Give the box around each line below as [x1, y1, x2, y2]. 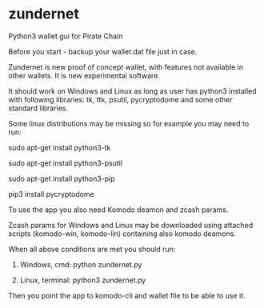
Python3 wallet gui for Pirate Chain [8, 31, 123, 41]
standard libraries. [8, 103, 69, 113]
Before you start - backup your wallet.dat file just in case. [8, 46, 198, 56]
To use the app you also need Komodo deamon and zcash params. [8, 205, 229, 214]
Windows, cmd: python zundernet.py [19, 259, 142, 269]
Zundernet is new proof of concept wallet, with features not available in [8, 62, 244, 72]
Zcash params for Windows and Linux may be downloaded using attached [8, 220, 254, 230]
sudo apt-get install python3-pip [8, 174, 115, 183]
